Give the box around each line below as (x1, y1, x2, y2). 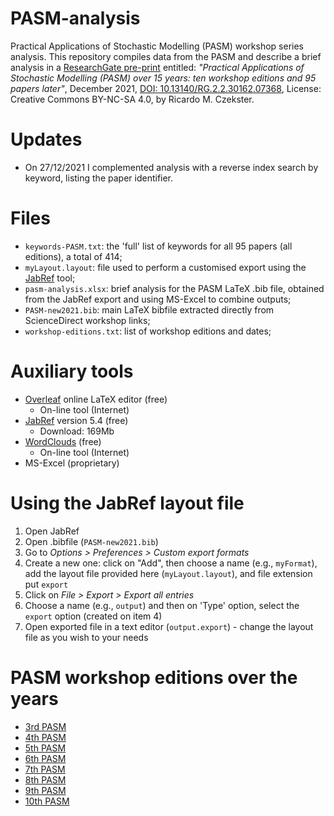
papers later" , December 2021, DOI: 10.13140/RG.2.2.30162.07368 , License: (10, 82, 322, 94)
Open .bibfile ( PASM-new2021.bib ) (24, 535, 159, 547)
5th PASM (24, 742, 67, 754)
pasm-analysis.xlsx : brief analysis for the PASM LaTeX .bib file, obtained (24, 282, 325, 294)
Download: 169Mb (39, 425, 115, 437)
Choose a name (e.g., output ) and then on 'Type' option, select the (24, 599, 300, 611)
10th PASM (24, 795, 70, 807)
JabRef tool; (24, 272, 76, 284)
